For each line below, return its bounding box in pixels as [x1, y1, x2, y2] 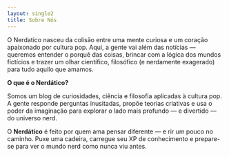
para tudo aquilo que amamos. [7, 65, 94, 73]
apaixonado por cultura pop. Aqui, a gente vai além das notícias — [7, 43, 196, 51]
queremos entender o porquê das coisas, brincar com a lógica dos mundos [7, 50, 221, 59]
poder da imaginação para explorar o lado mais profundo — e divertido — [7, 107, 217, 115]
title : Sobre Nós [7, 17, 57, 24]
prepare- [195, 134, 221, 142]
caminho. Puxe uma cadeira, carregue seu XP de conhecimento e [7, 134, 194, 142]
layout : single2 [7, 10, 54, 17]
